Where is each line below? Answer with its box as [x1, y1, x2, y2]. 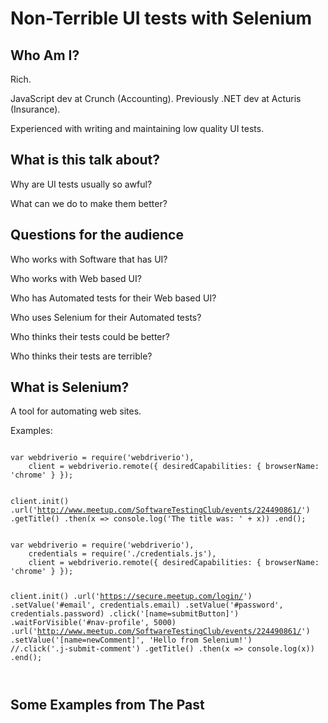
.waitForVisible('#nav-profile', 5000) [10, 618, 177, 628]
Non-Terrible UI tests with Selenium [10, 7, 313, 30]
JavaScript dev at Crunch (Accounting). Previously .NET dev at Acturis [10, 93, 302, 104]
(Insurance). [10, 103, 61, 115]
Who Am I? [10, 47, 80, 64]
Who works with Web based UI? [10, 272, 142, 284]
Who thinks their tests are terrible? [10, 350, 153, 362]
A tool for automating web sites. [10, 405, 142, 417]
